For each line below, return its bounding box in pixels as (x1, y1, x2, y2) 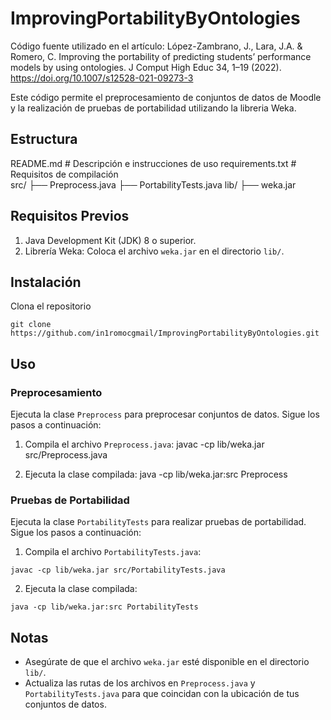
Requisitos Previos (10, 208, 130, 225)
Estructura (10, 131, 78, 148)
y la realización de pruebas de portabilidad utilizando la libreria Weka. (10, 102, 297, 114)
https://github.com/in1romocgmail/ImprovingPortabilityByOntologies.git (10, 328, 320, 339)
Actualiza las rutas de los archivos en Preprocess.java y (24, 677, 256, 689)
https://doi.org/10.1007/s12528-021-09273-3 (10, 72, 194, 84)
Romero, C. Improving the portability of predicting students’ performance (10, 50, 312, 62)
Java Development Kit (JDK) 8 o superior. (24, 234, 197, 246)
